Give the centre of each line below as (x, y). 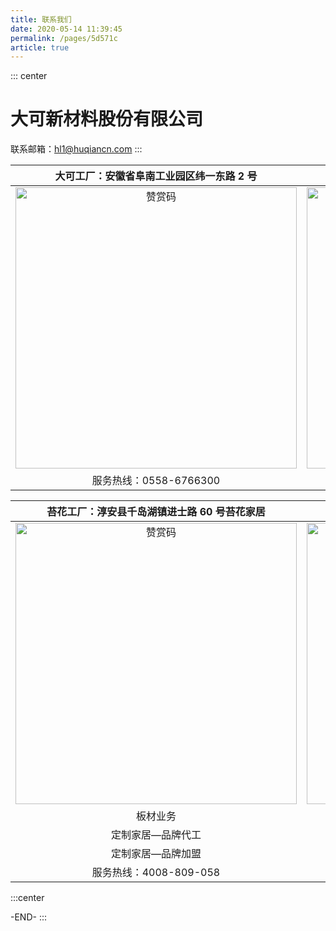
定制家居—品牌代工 (156, 835)
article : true (40, 47)
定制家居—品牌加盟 (156, 854)
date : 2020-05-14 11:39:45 (66, 29)
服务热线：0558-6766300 (156, 481)
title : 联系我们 (41, 19)
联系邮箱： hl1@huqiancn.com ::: (76, 149)
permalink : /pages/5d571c (64, 38)
